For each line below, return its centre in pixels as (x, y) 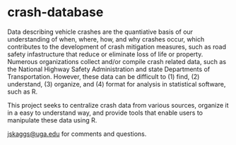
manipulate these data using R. (52, 120)
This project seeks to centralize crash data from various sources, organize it (118, 105)
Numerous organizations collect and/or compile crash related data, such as (117, 61)
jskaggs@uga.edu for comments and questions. (77, 134)
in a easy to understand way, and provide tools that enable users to (105, 113)
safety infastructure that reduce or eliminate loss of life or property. (105, 54)
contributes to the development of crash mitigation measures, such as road (117, 46)
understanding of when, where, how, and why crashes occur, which (106, 39)
